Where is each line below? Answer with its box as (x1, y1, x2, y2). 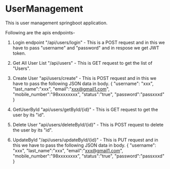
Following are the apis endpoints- (5, 29, 75, 35)
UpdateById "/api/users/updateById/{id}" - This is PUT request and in (12, 137, 158, 143)
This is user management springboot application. (5, 20, 108, 26)
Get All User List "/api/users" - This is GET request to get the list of (12, 60, 153, 66)
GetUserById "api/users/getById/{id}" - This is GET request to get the (12, 106, 158, 112)
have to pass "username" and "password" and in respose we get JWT (12, 45, 160, 51)
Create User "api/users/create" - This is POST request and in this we (12, 75, 156, 81)
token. (12, 50, 26, 56)
